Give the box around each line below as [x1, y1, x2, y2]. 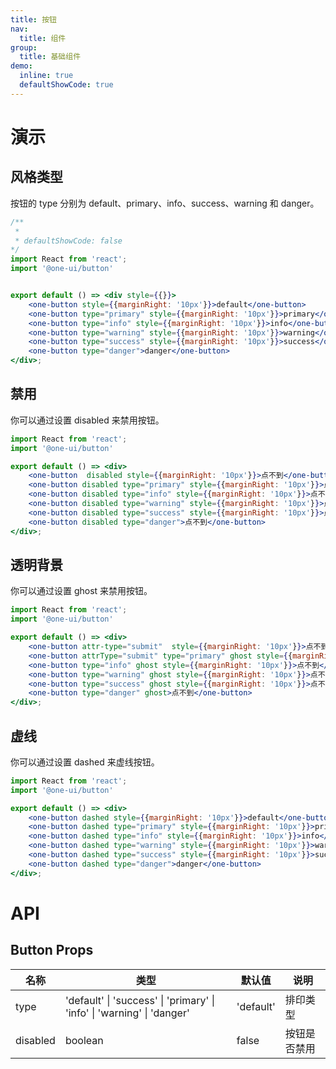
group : [10, 42, 38, 53]
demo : [10, 61, 33, 71]
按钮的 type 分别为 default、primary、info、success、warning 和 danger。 [10, 197, 320, 209]
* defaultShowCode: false [14, 236, 123, 246]
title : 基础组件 [19, 52, 82, 62]
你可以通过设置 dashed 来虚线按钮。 [10, 756, 160, 768]
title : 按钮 [10, 14, 57, 25]
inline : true [19, 71, 74, 81]
